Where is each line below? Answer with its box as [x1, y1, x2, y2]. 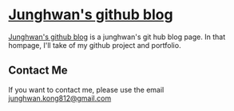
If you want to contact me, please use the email [8, 85, 165, 94]
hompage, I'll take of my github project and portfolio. [8, 40, 181, 50]
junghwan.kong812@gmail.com [8, 93, 112, 103]
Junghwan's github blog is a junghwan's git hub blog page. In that [8, 32, 226, 42]
